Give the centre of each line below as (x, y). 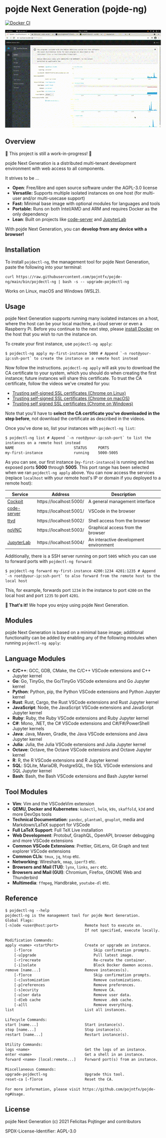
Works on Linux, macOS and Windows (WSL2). (53, 291)
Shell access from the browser (119, 520)
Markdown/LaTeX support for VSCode (51, 825)
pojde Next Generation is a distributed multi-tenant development (71, 163)
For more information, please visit (43, 1089)
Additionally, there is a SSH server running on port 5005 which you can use (81, 556)
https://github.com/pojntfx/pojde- (119, 1089)
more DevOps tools (32, 814)
